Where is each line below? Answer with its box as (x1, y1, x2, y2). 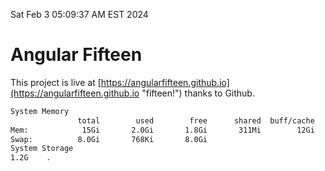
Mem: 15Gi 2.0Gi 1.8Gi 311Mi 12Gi (10, 125, 315, 135)
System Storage (10, 144, 74, 154)
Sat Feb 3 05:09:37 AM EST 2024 (10, 9, 149, 20)
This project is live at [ (10, 76, 102, 88)
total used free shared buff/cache (77, 115, 315, 126)
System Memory (10, 106, 70, 116)
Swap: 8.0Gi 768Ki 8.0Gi (10, 134, 208, 144)
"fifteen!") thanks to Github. (141, 87, 255, 99)
